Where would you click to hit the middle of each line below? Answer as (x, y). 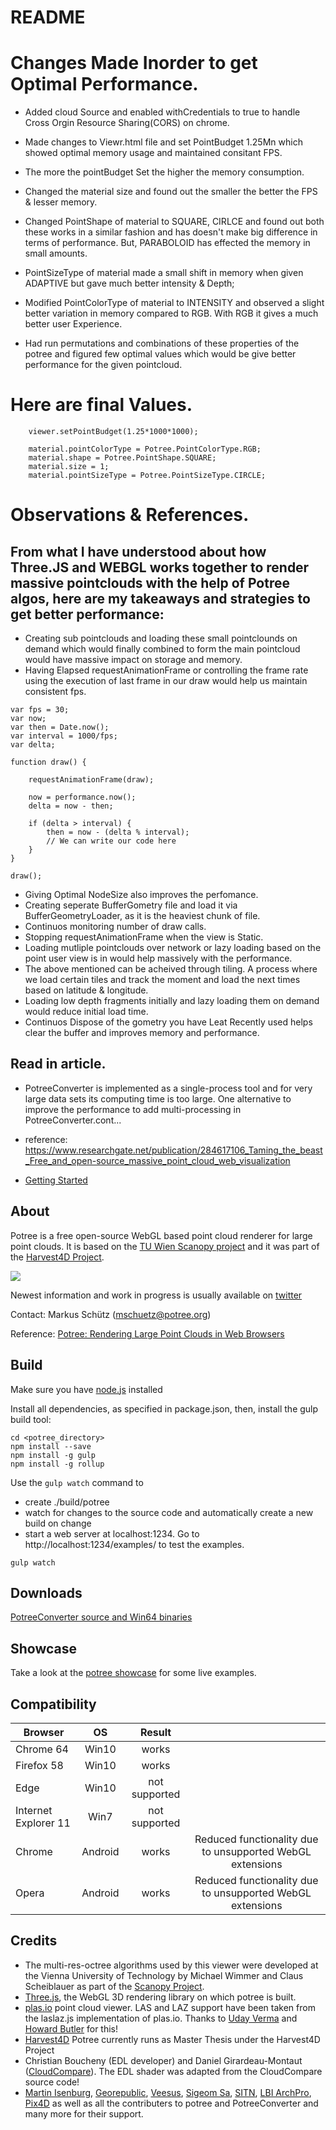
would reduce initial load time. (86, 1012)
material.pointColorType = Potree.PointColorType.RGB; (145, 449)
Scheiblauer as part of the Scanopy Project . (114, 1986)
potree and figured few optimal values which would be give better (160, 354)
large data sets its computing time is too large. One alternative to (158, 1098)
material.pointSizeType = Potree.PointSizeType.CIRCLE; (147, 476)
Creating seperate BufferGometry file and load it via (131, 905)
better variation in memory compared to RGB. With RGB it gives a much (171, 313)
